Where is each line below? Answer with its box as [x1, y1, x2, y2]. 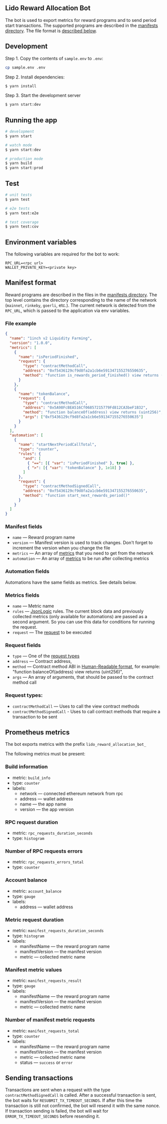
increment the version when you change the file [12, 545, 110, 551]
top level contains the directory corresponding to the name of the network [5, 297, 157, 303]
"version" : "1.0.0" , [9, 340, 52, 345]
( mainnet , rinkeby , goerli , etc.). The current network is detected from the [5, 302, 156, 308]
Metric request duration [5, 916, 64, 923]
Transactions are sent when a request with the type [5, 1087, 111, 1093]
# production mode [5, 156, 43, 161]
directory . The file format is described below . [5, 27, 97, 34]
